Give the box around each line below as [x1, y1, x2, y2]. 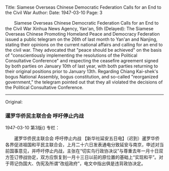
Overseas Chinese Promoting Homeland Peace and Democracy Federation [5, 31, 160, 37]
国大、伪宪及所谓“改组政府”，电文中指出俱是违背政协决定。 [22, 160, 146, 166]
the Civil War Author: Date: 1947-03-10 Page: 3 [5, 10, 103, 16]
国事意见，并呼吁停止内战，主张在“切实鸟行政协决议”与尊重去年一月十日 [9, 148, 159, 154]
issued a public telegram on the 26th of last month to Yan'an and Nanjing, [5, 36, 157, 42]
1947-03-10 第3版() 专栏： [5, 125, 60, 131]
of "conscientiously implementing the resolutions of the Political [5, 52, 137, 58]
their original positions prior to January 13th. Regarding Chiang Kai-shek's [5, 68, 158, 74]
